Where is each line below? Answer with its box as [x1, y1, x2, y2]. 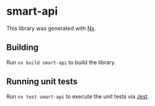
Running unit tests [6, 77, 78, 87]
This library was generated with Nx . [6, 25, 96, 32]
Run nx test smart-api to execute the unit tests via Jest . [6, 93, 149, 100]
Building [6, 42, 39, 53]
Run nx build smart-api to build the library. [6, 58, 116, 66]
